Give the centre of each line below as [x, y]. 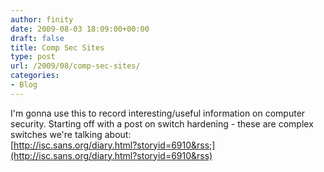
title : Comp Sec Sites [57, 47]
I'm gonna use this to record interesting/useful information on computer [158, 113]
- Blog [24, 85]
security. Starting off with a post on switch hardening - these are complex [162, 123]
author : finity [42, 19]
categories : [35, 76]
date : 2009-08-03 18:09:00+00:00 [80, 29]
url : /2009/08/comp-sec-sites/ [75, 66]
